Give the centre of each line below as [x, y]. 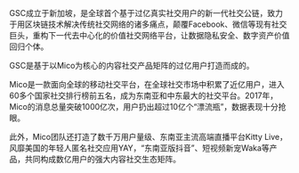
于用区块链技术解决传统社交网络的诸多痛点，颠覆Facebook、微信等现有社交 [148, 24]
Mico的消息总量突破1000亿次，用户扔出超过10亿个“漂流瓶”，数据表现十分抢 [148, 107]
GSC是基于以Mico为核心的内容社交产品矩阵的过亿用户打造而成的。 [132, 66]
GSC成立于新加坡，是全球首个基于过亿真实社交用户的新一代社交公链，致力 [146, 13]
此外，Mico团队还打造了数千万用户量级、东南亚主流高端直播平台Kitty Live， [148, 137]
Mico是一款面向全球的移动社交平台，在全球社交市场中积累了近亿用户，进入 [147, 84]
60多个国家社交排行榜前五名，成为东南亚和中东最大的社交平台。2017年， [144, 95]
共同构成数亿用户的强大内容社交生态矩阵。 [102, 159]
